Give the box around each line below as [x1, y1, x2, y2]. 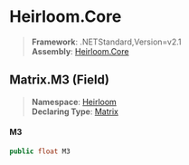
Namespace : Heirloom [31, 96, 118, 107]
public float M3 [9, 147, 71, 156]
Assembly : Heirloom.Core [31, 45, 129, 56]
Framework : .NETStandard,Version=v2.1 [31, 36, 182, 47]
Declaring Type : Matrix [31, 106, 119, 117]
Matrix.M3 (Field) [9, 73, 110, 88]
